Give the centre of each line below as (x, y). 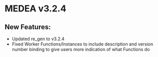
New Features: (28, 27)
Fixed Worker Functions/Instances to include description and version (82, 44)
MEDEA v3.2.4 (36, 9)
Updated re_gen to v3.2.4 (38, 39)
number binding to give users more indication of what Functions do (81, 49)
